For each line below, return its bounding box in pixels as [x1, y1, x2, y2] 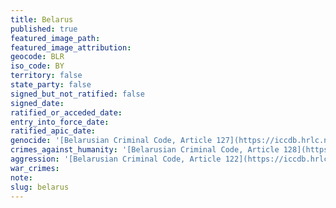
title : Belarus [10, 14, 74, 25]
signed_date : [10, 98, 65, 108]
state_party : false [10, 80, 92, 90]
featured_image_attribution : [10, 42, 132, 53]
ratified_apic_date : [10, 126, 97, 136]
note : [10, 172, 33, 183]
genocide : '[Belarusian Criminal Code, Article [10, 136, 213, 146]
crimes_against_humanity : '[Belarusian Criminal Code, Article [10, 145, 280, 155]
